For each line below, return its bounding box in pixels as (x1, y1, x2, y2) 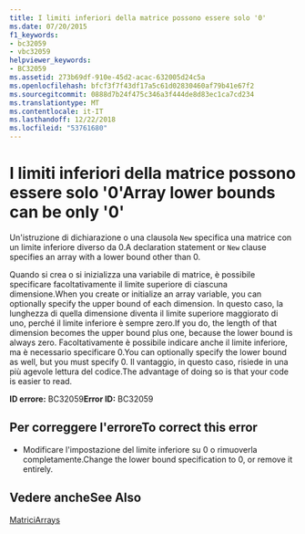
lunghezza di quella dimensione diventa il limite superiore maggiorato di (9, 308, 279, 319)
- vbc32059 (9, 47, 51, 57)
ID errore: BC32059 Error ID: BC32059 (9, 393, 154, 404)
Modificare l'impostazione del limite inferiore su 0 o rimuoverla (22, 444, 258, 455)
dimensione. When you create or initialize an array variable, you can (9, 288, 262, 299)
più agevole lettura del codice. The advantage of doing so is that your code (9, 366, 290, 377)
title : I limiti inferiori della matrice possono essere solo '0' (9, 13, 267, 23)
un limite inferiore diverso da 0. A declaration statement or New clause (9, 241, 267, 252)
